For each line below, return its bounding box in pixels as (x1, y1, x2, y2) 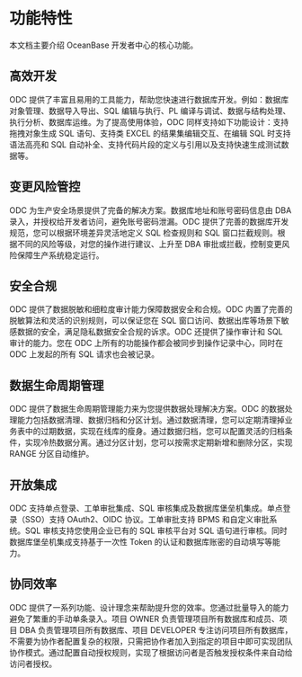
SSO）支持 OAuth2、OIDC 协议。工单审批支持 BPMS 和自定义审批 (24, 514, 270, 524)
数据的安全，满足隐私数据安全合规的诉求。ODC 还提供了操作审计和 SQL (16, 326, 283, 337)
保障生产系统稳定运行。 (16, 249, 104, 261)
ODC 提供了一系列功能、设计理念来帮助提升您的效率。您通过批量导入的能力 (9, 601, 289, 612)
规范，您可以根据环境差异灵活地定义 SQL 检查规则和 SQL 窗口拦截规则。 (9, 227, 278, 238)
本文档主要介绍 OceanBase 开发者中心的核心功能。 (9, 40, 199, 50)
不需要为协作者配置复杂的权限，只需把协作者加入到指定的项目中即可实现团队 (9, 636, 293, 646)
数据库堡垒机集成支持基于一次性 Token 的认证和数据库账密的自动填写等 (9, 537, 273, 547)
